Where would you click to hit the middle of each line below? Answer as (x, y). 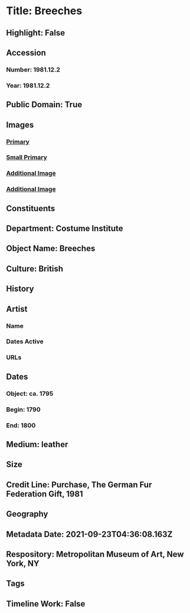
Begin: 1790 (23, 409)
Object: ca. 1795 (30, 393)
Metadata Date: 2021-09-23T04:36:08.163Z (89, 534)
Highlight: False (36, 33)
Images (20, 125)
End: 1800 (21, 425)
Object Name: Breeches (51, 249)
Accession (26, 52)
